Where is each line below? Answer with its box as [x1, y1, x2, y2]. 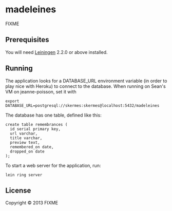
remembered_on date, [10, 144, 54, 149]
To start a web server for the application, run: [5, 162, 101, 168]
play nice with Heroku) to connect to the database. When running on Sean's [5, 83, 166, 89]
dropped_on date [10, 149, 45, 154]
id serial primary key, [10, 126, 61, 131]
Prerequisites [5, 35, 49, 44]
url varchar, [10, 131, 38, 136]
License [5, 186, 31, 195]
